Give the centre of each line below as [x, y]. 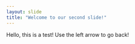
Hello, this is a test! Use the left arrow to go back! [67, 34]
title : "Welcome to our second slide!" [57, 17]
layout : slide [24, 12]
